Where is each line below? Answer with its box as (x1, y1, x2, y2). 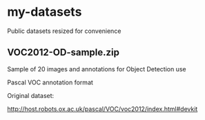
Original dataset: (7, 91, 55, 99)
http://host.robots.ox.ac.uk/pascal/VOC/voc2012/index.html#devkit (7, 104, 198, 113)
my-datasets (7, 4, 82, 20)
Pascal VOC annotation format (7, 78, 93, 86)
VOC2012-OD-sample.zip (7, 47, 119, 58)
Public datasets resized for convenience (7, 27, 121, 35)
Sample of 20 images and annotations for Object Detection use (7, 64, 186, 73)
